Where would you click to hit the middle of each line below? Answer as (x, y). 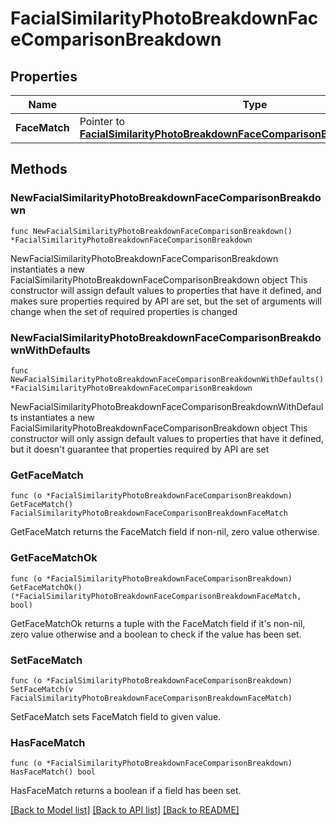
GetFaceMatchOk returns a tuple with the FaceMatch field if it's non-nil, (158, 623)
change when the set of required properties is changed (124, 311)
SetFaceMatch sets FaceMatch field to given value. (116, 716)
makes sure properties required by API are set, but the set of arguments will (166, 301)
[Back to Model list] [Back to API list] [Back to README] (125, 810)
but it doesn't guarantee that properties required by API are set (140, 449)
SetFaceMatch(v (42, 689)
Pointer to (102, 121)
